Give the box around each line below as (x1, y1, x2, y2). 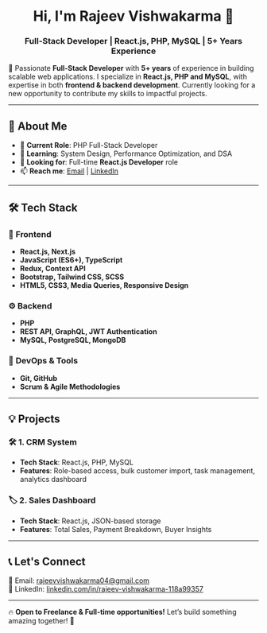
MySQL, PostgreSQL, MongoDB (19, 336, 126, 345)
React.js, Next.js (19, 247, 76, 256)
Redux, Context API (19, 263, 86, 273)
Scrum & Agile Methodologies (19, 382, 121, 391)
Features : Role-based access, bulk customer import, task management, (19, 466, 256, 476)
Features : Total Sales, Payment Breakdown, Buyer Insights (19, 524, 212, 534)
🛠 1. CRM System (8, 437, 78, 448)
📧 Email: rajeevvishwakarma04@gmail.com (8, 576, 149, 585)
